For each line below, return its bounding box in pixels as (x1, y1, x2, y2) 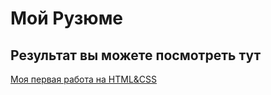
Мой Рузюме (10, 7, 124, 30)
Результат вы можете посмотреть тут (10, 47, 262, 64)
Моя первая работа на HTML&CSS (10, 73, 158, 85)
